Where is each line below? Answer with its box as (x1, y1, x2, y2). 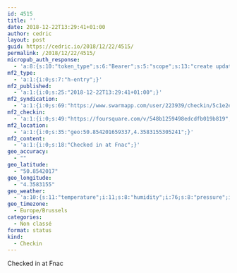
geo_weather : (7, 188, 46, 195)
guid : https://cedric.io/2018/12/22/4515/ (7, 43, 134, 50)
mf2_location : (7, 121, 49, 129)
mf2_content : (7, 135, 46, 142)
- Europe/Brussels (13, 207, 68, 214)
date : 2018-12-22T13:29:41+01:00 (7, 23, 106, 30)
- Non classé (13, 220, 52, 227)
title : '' (7, 17, 37, 24)
